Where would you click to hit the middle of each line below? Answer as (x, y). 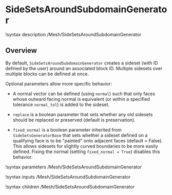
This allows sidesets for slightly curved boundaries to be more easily (85, 146)
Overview (21, 50)
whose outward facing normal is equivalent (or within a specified (81, 99)
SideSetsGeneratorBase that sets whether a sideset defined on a (80, 135)
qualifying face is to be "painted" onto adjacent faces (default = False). (88, 140)
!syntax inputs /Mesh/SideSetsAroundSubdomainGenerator (68, 177)
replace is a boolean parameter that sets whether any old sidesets (83, 114)
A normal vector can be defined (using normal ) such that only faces (84, 94)
